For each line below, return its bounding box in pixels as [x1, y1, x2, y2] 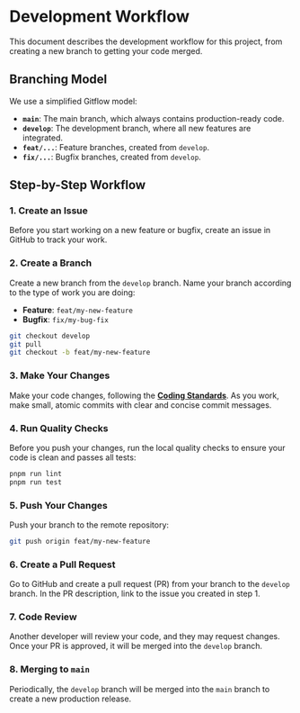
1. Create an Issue [9, 204, 88, 217]
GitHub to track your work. [9, 234, 108, 245]
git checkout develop [9, 331, 91, 340]
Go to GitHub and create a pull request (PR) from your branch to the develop [9, 579, 290, 590]
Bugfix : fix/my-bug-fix [22, 313, 110, 325]
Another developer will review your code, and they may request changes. [9, 631, 280, 642]
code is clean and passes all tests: [9, 452, 137, 463]
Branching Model [9, 72, 108, 87]
